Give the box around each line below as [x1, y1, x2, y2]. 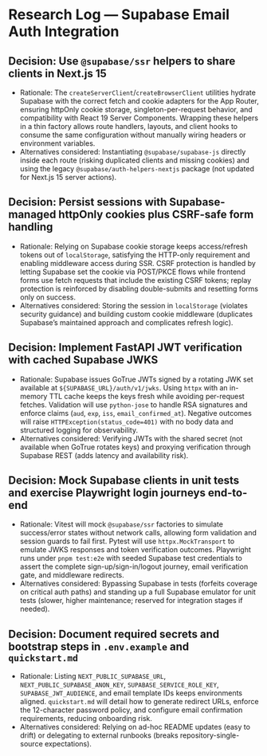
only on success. [19, 292, 76, 302]
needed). [19, 604, 50, 614]
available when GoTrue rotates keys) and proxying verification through [19, 442, 251, 452]
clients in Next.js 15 [8, 66, 108, 80]
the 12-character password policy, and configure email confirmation [19, 705, 243, 715]
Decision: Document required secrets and [8, 627, 220, 640]
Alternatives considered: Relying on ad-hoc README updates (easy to [19, 723, 251, 732]
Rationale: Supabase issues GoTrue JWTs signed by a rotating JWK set [19, 374, 253, 384]
